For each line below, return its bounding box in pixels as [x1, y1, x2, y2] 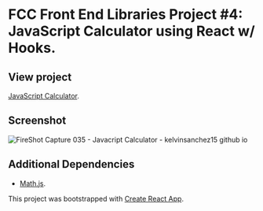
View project [8, 70, 72, 83]
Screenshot [8, 114, 67, 128]
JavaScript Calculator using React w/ [8, 22, 255, 40]
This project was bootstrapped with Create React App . [8, 194, 184, 203]
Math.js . [19, 179, 46, 188]
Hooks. [8, 39, 57, 57]
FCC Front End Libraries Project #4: [8, 6, 243, 24]
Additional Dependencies [8, 157, 135, 171]
